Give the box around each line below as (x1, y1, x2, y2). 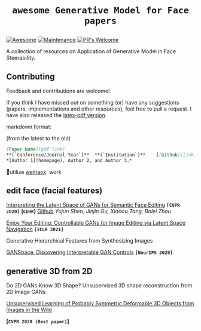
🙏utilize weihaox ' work (6, 168, 62, 175)
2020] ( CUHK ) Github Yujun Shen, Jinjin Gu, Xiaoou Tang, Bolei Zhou (6, 208, 172, 215)
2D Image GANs (6, 289, 46, 296)
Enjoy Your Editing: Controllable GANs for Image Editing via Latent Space (6, 219, 185, 226)
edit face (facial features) (6, 186, 103, 196)
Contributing (6, 71, 55, 82)
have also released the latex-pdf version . (6, 112, 107, 118)
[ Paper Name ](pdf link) (6, 146, 66, 152)
